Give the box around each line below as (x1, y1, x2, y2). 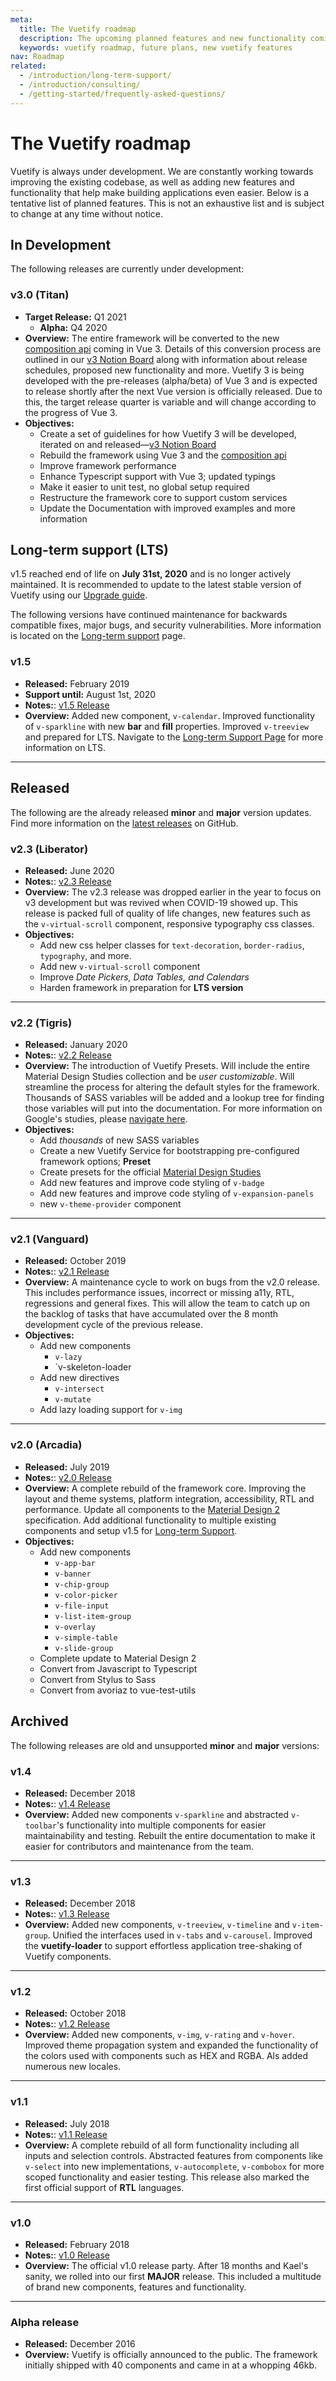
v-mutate (54, 1395, 92, 1405)
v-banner (54, 1569, 92, 1579)
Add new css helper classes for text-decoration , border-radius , (39, 939, 305, 951)
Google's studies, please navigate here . (24, 1113, 188, 1125)
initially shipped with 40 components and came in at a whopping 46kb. (24, 2359, 318, 2371)
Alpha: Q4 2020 (39, 321, 108, 333)
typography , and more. (39, 949, 132, 961)
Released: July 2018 (24, 2117, 110, 2130)
